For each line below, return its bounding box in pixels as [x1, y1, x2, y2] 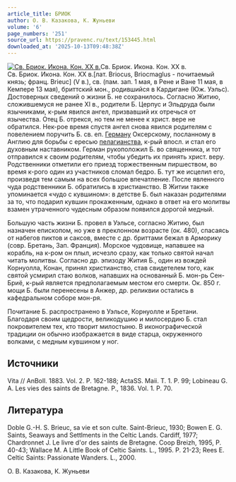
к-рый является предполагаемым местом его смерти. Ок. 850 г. [25, 279, 221, 287]
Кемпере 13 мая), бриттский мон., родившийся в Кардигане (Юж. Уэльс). [7, 85, 230, 93]
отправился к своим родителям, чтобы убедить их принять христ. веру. [7, 152, 225, 161]
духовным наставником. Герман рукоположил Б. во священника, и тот [7, 145, 221, 153]
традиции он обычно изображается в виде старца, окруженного [7, 330, 203, 338]
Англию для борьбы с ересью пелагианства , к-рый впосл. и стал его [7, 138, 216, 145]
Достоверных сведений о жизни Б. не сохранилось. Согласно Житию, [7, 92, 220, 101]
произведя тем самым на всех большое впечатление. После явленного [7, 175, 225, 183]
